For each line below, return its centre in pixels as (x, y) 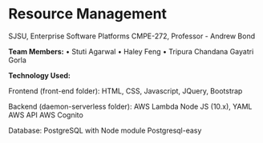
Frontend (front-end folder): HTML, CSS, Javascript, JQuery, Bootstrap (125, 91)
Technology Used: (39, 75)
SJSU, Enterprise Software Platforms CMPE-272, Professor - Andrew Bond (131, 36)
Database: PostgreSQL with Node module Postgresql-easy (105, 130)
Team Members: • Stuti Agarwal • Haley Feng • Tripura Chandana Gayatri (131, 51)
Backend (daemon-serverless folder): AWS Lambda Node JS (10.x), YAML (130, 106)
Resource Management (87, 14)
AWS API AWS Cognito (46, 115)
